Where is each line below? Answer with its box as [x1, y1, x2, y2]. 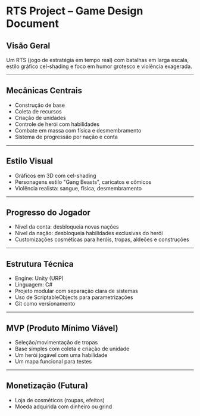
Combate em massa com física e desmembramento [14, 127, 142, 134]
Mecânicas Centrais [6, 85, 82, 96]
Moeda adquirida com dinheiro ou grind [14, 403, 112, 410]
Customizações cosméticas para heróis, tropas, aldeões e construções [14, 236, 189, 243]
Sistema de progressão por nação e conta [14, 133, 118, 140]
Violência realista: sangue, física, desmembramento [14, 184, 142, 192]
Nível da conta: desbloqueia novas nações [14, 223, 119, 230]
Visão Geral [6, 41, 51, 51]
